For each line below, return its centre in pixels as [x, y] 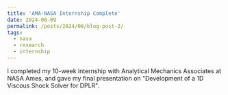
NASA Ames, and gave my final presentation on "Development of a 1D [105, 78]
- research [29, 45]
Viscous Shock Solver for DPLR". [53, 85]
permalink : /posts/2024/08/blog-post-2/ [66, 26]
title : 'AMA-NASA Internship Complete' [64, 13]
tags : [15, 32]
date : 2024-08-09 [32, 20]
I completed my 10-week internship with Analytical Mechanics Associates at [114, 71]
